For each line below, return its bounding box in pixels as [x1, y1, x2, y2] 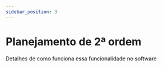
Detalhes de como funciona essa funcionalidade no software [5, 55, 157, 62]
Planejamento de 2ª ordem [5, 34, 142, 48]
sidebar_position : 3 [5, 8, 58, 15]
